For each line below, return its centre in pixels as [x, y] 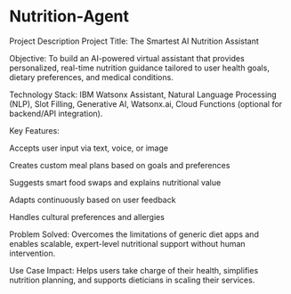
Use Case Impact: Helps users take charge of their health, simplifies [134, 270]
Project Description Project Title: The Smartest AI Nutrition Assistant [134, 41]
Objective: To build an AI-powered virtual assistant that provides [127, 58]
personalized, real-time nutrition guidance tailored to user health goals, [139, 68]
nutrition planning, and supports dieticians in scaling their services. [132, 280]
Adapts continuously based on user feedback [93, 200]
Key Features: [34, 130]
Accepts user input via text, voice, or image [89, 148]
